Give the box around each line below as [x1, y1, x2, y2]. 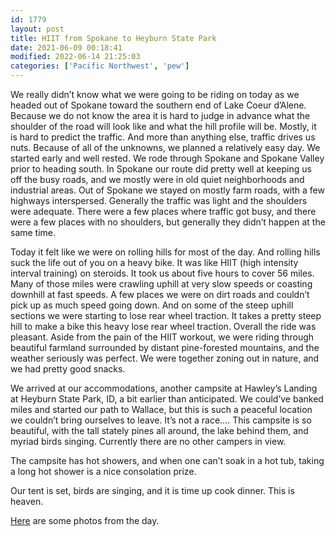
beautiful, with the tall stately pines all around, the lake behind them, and [10, 425, 309, 436]
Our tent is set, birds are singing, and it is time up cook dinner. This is [10, 485, 295, 496]
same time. [10, 227, 57, 238]
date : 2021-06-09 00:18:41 [10, 42, 123, 53]
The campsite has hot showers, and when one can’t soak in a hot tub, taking [10, 455, 325, 466]
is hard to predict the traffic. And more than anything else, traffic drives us [10, 131, 316, 143]
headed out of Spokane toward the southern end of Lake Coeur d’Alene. [10, 99, 307, 111]
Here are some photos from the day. [10, 515, 160, 526]
